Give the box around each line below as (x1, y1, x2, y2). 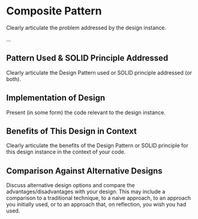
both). (6, 75, 21, 82)
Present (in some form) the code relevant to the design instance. (6, 109, 166, 116)
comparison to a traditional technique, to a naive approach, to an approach (6, 194, 191, 202)
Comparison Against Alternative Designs (6, 166, 163, 176)
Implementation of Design (6, 93, 106, 103)
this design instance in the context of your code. (6, 148, 126, 155)
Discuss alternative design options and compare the (6, 182, 135, 189)
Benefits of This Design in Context (6, 126, 137, 136)
